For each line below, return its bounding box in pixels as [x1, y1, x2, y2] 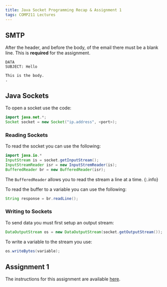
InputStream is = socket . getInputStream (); [5, 158, 99, 163]
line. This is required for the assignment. [5, 50, 91, 56]
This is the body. [5, 73, 44, 78]
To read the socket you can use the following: [5, 143, 101, 149]
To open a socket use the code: [5, 105, 72, 111]
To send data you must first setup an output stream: [5, 219, 114, 225]
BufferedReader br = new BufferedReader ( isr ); [5, 167, 106, 172]
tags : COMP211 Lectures [5, 12, 56, 17]
